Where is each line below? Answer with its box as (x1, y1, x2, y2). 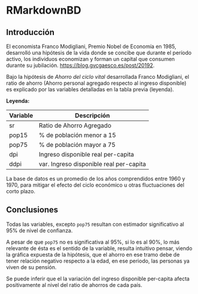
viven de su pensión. (6, 263, 57, 270)
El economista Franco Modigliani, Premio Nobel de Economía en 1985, (6, 43, 177, 50)
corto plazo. (6, 188, 35, 194)
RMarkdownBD (6, 4, 82, 17)
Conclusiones (6, 205, 59, 215)
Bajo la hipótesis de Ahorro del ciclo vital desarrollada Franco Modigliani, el (6, 73, 189, 80)
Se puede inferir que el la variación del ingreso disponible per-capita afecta (6, 275, 190, 282)
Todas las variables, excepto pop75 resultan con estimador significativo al (6, 220, 184, 228)
